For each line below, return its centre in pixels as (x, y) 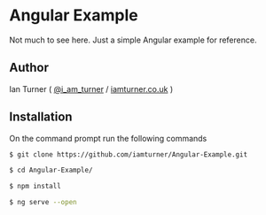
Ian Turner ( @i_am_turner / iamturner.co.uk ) (91, 88)
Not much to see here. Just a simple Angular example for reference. (133, 40)
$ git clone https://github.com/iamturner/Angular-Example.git (129, 154)
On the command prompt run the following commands (108, 138)
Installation (41, 117)
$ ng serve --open (43, 203)
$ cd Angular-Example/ (51, 170)
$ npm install (35, 187)
